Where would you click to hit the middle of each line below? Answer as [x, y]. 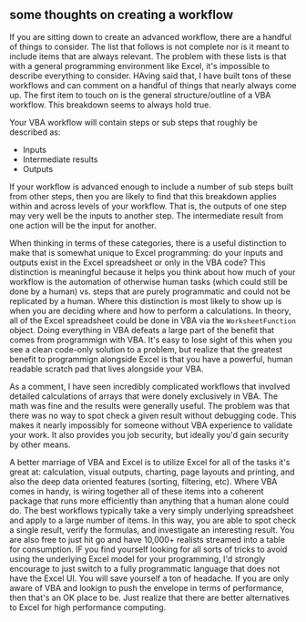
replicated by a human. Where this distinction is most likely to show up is [146, 301]
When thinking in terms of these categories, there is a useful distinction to [148, 243]
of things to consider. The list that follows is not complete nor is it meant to [149, 46]
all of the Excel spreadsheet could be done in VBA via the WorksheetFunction [153, 320]
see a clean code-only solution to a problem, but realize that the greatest [146, 349]
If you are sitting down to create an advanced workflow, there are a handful [150, 36]
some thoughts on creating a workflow [122, 15]
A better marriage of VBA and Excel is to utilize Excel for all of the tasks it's [150, 462]
